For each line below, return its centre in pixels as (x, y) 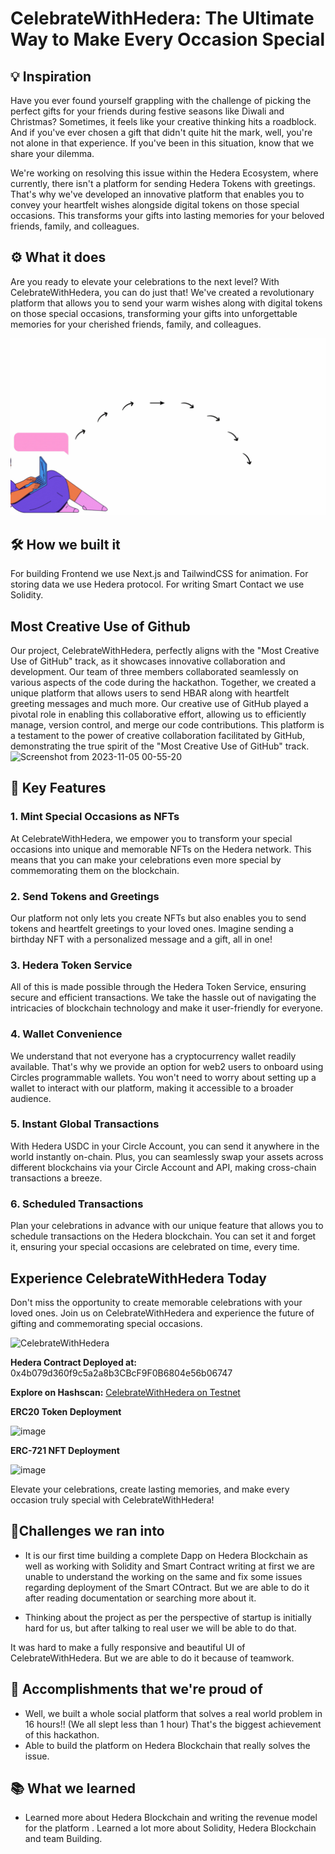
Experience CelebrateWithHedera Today (138, 1278)
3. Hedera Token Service (71, 965)
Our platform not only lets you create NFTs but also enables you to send (158, 918)
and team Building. (63, 1839)
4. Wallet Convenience (66, 1034)
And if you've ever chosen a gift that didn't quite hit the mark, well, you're (161, 132)
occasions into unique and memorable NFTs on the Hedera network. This (161, 849)
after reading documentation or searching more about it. (140, 1598)
